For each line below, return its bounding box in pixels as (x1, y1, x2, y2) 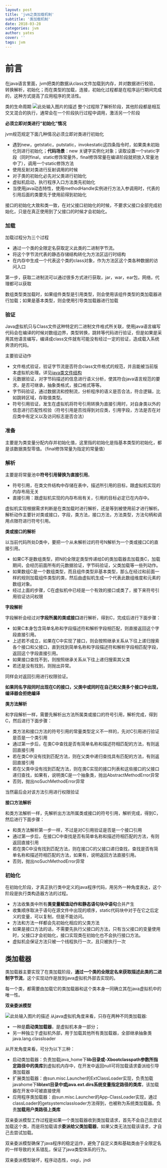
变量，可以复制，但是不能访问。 (21, 914, 87, 920)
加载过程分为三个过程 (5, 234, 49, 240)
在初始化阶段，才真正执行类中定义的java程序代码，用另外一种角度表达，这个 (5, 884, 162, 890)
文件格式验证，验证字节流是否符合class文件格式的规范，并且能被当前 (12, 363, 154, 370)
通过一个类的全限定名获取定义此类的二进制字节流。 (12, 245, 117, 251)
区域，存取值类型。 (25, 395, 65, 401)
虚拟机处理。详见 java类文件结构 (16, 370, 82, 376)
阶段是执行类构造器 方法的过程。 (5, 890, 71, 897)
